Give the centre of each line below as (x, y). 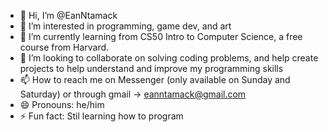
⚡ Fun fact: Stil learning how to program (101, 116)
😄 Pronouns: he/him (62, 104)
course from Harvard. (64, 47)
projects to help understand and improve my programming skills (151, 68)
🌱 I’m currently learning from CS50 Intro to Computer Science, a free (161, 36)
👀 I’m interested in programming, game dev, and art (125, 26)
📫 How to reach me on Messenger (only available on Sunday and (155, 79)
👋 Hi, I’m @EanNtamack (68, 15)
